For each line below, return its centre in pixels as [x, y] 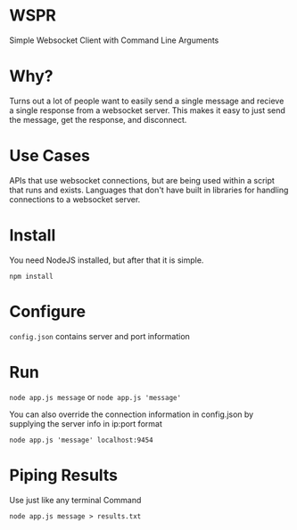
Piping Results [64, 475]
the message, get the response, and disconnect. [98, 119]
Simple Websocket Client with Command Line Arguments [114, 40]
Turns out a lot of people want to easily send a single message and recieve [147, 101]
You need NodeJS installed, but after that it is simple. [107, 260]
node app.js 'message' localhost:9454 [81, 440]
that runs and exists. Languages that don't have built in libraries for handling [149, 190]
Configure [48, 311]
